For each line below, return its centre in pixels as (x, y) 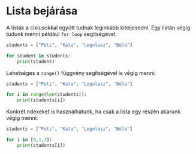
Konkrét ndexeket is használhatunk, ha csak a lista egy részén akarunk (94, 111)
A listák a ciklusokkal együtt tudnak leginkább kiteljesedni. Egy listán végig (98, 28)
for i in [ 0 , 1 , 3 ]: (29, 140)
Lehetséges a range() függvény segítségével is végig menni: (81, 73)
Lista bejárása (42, 11)
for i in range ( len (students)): (46, 95)
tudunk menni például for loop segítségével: (61, 34)
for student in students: (38, 56)
